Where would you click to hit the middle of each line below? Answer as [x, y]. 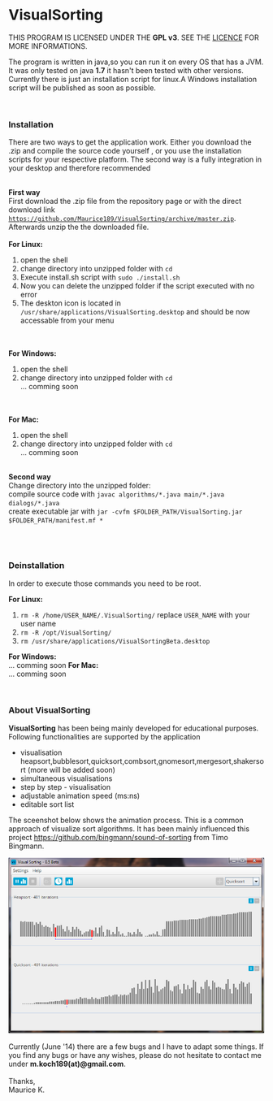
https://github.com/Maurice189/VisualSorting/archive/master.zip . [122, 219]
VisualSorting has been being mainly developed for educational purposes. [134, 728]
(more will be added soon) [71, 769]
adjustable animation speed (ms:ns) [80, 795]
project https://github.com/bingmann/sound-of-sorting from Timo [119, 837]
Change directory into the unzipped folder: [80, 486]
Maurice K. [27, 1090]
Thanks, [22, 1081]
